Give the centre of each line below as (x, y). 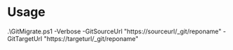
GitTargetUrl (25, 38)
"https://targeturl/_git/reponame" (91, 38)
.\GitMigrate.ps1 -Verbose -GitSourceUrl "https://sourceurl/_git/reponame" (114, 31)
